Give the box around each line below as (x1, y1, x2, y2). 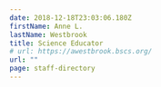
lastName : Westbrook (9, 30, 88, 39)
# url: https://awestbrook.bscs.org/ (9, 47, 153, 56)
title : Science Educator (9, 38, 104, 48)
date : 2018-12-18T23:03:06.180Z (9, 13, 132, 23)
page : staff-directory (9, 64, 96, 73)
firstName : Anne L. (9, 22, 84, 31)
